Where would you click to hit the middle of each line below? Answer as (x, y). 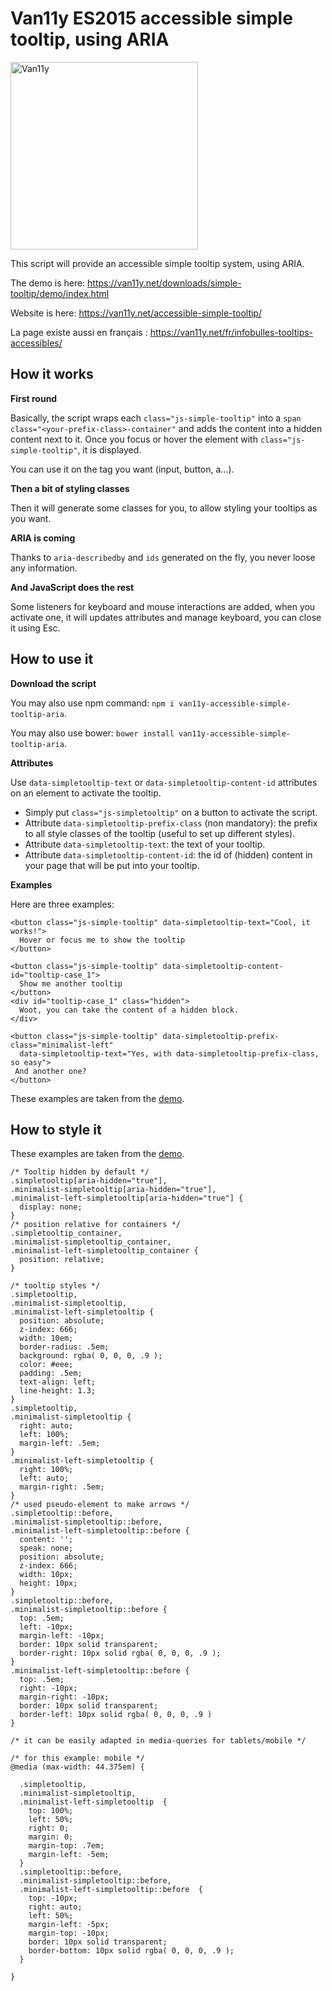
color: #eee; (46, 1365)
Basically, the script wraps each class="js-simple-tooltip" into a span (156, 418)
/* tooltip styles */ (55, 1286)
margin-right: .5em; (62, 1487)
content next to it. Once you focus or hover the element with (134, 439)
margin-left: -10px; (62, 1636)
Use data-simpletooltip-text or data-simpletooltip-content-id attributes (164, 782)
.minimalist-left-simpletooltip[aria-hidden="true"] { (127, 1198)
